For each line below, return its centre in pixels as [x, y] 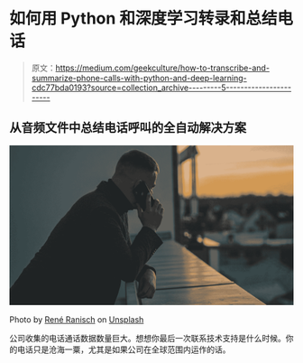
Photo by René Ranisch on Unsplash [77, 319]
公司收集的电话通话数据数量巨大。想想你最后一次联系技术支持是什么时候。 [147, 338]
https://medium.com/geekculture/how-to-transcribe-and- [163, 68]
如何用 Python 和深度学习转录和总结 [143, 19]
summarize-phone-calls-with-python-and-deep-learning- [139, 78]
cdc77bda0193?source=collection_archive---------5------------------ [161, 88]
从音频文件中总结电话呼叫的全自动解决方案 [128, 128]
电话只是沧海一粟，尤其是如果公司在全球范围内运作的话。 [124, 349]
